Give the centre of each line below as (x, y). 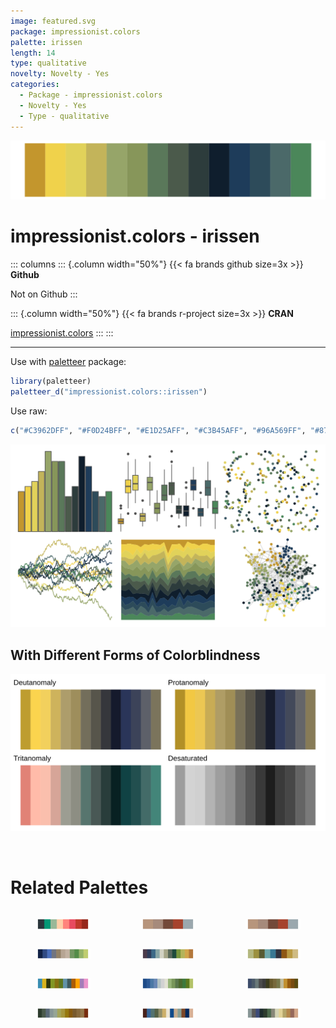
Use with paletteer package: (68, 361)
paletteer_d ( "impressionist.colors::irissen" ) (109, 391)
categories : (35, 85)
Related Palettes (79, 887)
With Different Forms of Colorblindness (135, 655)
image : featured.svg (53, 21)
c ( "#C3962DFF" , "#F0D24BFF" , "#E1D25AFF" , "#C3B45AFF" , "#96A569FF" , (158, 430)
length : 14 (33, 53)
